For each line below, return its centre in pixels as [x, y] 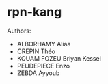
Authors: [19, 31]
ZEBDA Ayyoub [38, 73]
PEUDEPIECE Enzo [43, 66]
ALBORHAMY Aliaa [44, 44]
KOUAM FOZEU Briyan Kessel [59, 58]
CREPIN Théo [36, 51]
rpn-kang [35, 12]
